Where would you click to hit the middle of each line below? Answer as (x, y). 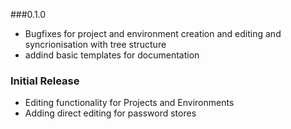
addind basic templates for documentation (112, 55)
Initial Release (45, 81)
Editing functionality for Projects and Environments (129, 103)
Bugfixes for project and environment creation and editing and (153, 33)
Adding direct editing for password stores (110, 113)
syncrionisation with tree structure (95, 44)
